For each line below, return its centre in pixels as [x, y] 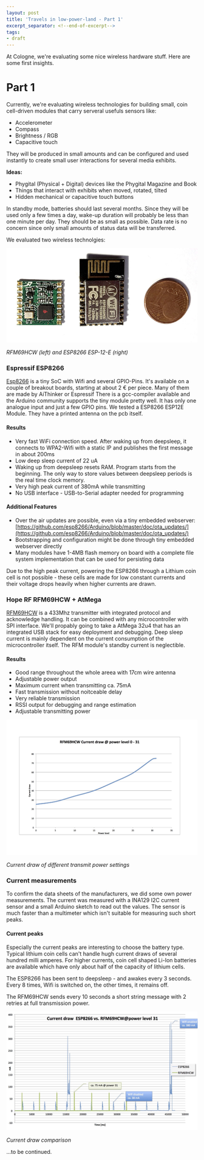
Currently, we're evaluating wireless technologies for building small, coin [97, 105]
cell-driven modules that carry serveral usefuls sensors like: [81, 111]
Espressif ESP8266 [36, 368]
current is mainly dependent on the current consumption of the [85, 639]
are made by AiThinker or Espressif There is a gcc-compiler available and [98, 394]
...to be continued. [29, 1151]
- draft [16, 39]
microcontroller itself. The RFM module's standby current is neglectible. [96, 645]
